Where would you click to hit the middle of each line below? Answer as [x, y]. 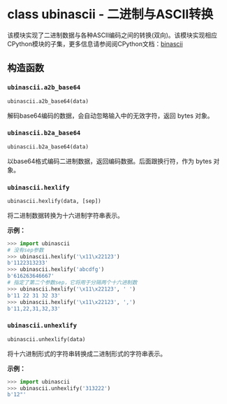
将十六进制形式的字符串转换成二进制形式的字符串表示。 [87, 354]
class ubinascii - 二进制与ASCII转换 [110, 14]
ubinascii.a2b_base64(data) [48, 101]
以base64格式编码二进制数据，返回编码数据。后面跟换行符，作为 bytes [110, 161]
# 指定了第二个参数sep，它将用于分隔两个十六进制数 [72, 283]
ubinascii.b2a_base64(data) [48, 147]
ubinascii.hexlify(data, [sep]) [54, 201]
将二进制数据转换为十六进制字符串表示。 [65, 215]
